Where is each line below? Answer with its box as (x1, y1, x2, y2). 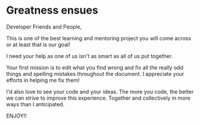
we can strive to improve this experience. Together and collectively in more (6, 94, 190, 101)
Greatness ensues (6, 4, 98, 17)
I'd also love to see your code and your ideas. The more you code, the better (6, 88, 194, 95)
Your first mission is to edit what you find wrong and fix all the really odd (6, 63, 183, 71)
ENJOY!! (6, 112, 27, 119)
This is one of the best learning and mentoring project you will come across (6, 34, 192, 42)
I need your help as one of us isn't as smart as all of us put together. (6, 52, 173, 59)
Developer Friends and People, (6, 23, 82, 30)
